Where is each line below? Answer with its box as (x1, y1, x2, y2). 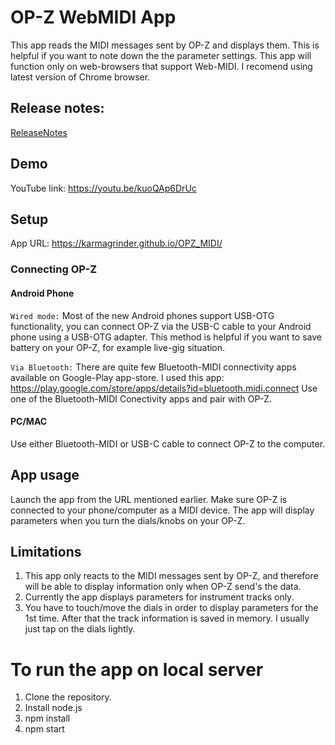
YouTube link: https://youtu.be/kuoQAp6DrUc (10, 182, 197, 194)
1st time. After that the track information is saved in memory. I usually (24, 612, 310, 625)
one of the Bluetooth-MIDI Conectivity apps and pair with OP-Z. (10, 392, 272, 405)
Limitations (10, 543, 82, 560)
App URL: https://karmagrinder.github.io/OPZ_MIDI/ (10, 237, 223, 250)
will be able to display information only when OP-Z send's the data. (24, 581, 302, 593)
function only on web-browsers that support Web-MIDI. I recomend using (10, 60, 313, 72)
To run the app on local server (10, 658, 264, 681)
